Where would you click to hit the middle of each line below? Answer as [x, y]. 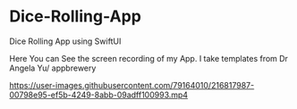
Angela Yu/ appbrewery [53, 68]
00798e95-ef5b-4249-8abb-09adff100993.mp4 [99, 95]
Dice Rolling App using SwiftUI [65, 41]
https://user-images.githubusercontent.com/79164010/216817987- [132, 85]
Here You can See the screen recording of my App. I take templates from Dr [149, 58]
